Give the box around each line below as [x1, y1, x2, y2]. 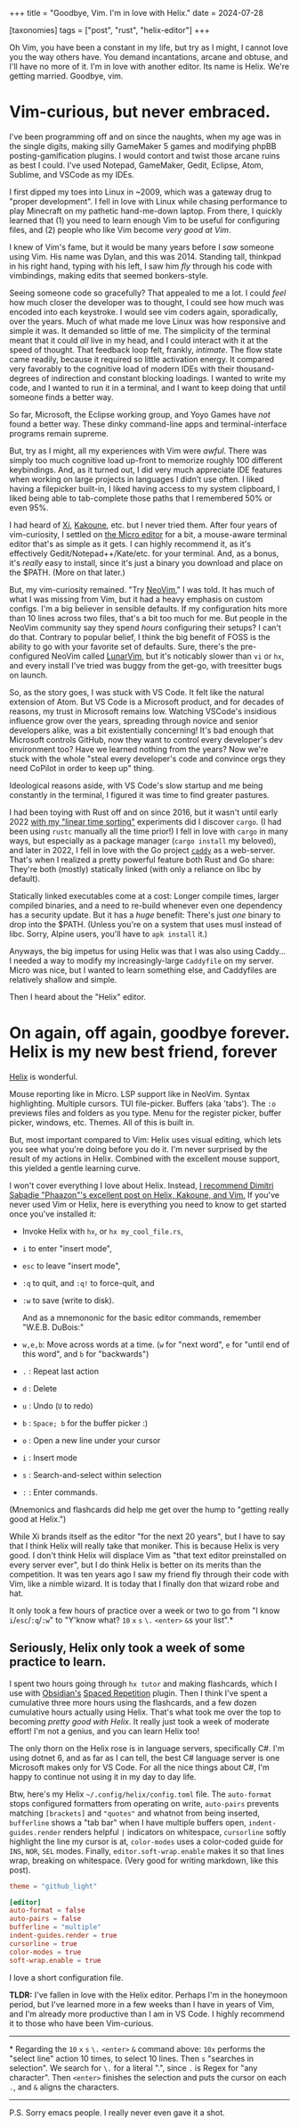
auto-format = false [9, 1906, 86, 1915]
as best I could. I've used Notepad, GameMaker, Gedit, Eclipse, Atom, [9, 160, 264, 170]
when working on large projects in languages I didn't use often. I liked [9, 473, 264, 485]
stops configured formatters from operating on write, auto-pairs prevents [9, 1798, 279, 1808]
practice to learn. [9, 1655, 107, 1670]
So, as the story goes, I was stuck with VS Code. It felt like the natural [9, 686, 264, 697]
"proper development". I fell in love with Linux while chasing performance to [9, 195, 287, 206]
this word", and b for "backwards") [21, 1348, 149, 1359]
